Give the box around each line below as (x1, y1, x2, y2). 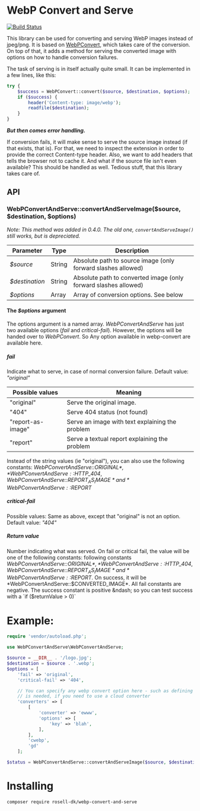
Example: (7, 614, 54, 627)
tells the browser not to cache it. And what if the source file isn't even (7, 157, 177, 165)
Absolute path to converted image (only (73, 273, 184, 282)
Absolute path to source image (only (73, 256, 174, 264)
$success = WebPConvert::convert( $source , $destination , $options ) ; (17, 89, 191, 94)
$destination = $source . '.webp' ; (7, 661, 95, 667)
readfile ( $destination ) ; (28, 105, 90, 111)
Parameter (12, 246, 43, 254)
